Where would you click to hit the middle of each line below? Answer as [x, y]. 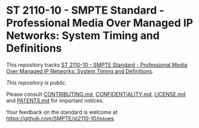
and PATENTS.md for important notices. [55, 100]
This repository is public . [37, 82]
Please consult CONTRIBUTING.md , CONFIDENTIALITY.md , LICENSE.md [96, 94]
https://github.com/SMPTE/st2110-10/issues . [61, 118]
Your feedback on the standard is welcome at [62, 112]
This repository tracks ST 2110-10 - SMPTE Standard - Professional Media [97, 65]
